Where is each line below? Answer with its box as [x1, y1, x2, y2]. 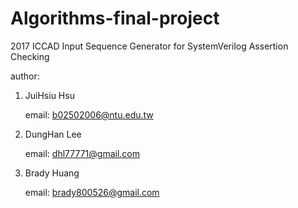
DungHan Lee [24, 128, 82, 140]
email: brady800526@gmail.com [24, 186, 160, 198]
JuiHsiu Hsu [24, 89, 75, 101]
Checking [10, 50, 50, 62]
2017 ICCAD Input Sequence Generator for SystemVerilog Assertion [10, 40, 289, 52]
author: [10, 70, 40, 82]
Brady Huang [24, 167, 80, 179]
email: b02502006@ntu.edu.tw [24, 108, 154, 121]
